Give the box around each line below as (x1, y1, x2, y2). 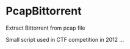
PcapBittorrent (5, 4, 82, 18)
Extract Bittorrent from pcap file (5, 24, 86, 31)
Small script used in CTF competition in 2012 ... (5, 36, 125, 43)
